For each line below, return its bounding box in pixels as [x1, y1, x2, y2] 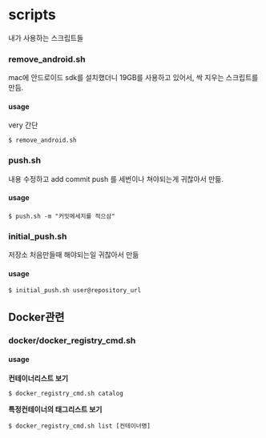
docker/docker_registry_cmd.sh [8, 335, 136, 346]
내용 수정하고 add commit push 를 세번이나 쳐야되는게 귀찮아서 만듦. [8, 174, 224, 183]
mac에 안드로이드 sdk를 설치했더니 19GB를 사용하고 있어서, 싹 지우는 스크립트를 [8, 73, 259, 82]
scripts [8, 6, 56, 24]
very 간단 [8, 120, 38, 130]
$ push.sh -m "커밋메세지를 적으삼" [8, 212, 115, 220]
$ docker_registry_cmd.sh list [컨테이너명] [8, 422, 151, 430]
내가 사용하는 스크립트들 [8, 33, 84, 42]
